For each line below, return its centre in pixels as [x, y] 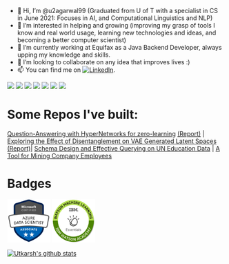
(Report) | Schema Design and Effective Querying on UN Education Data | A [114, 148]
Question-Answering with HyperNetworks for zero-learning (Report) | [106, 133]
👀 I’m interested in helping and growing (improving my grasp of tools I [116, 25]
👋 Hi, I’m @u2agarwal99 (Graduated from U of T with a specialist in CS [118, 11]
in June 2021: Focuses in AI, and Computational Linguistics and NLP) [115, 18]
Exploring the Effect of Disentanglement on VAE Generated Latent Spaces [112, 141]
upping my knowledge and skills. [63, 55]
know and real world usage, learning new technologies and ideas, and [117, 32]
